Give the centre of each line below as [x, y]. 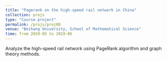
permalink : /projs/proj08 [33, 24]
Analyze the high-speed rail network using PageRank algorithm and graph [83, 48]
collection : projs [25, 15]
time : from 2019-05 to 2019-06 [39, 34]
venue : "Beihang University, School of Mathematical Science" [73, 29]
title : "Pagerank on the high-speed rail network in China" [71, 10]
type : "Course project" [31, 19]
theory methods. [23, 54]
